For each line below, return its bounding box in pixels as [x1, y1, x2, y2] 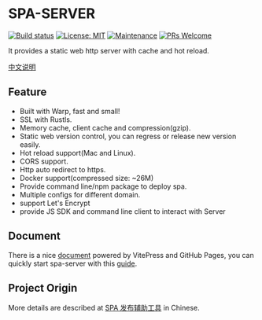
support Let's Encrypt [19, 198, 90, 208]
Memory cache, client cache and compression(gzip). [19, 123, 191, 132]
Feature [8, 86, 47, 99]
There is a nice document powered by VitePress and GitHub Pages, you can [8, 250, 254, 259]
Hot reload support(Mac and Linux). [19, 148, 136, 157]
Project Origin [8, 281, 78, 295]
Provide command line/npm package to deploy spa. [19, 182, 187, 191]
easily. [19, 139, 41, 149]
